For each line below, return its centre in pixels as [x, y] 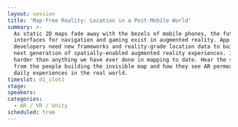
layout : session [31, 14]
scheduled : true [31, 112]
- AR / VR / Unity [41, 106]
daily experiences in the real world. [71, 73]
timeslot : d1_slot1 [36, 79]
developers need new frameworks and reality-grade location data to [117, 47]
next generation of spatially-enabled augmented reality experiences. [120, 54]
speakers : [22, 92]
